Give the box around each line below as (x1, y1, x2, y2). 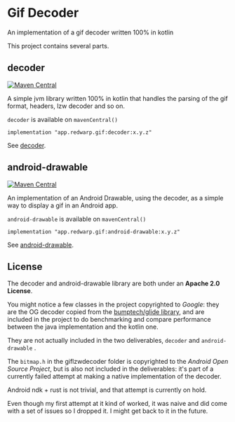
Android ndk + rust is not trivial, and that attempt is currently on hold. (7, 386, 207, 394)
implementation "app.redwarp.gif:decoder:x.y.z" (7, 128, 152, 136)
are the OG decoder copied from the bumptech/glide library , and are (7, 308, 205, 316)
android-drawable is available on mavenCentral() (7, 215, 147, 223)
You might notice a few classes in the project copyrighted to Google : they (7, 300, 220, 309)
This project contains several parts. (7, 41, 109, 50)
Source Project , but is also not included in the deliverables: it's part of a (7, 365, 214, 373)
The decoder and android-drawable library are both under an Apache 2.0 (7, 279, 220, 288)
